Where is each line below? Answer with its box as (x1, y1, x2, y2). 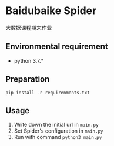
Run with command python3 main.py (14, 134, 102, 141)
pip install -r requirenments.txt (5, 90, 90, 96)
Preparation (5, 74, 50, 84)
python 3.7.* (14, 57, 44, 64)
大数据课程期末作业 (5, 24, 52, 31)
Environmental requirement (5, 42, 108, 52)
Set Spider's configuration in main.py (14, 127, 103, 134)
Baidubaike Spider (5, 4, 97, 18)
